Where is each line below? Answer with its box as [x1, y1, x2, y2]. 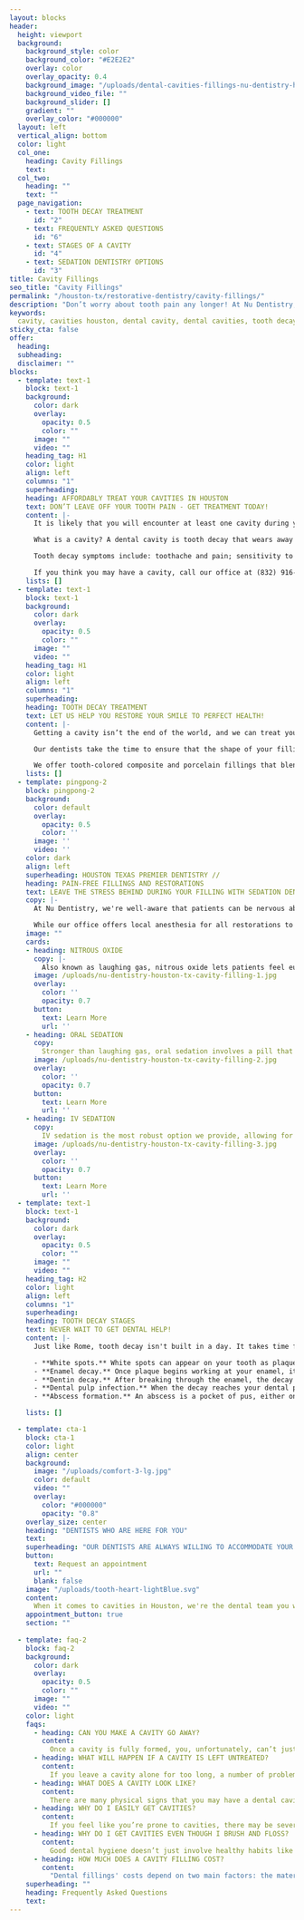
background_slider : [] [25, 97, 111, 107]
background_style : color [25, 47, 119, 56]
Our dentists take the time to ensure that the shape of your [33, 744, 273, 753]
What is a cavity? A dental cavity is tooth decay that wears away [33, 536, 294, 545]
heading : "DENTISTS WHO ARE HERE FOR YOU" [25, 1526, 188, 1535]
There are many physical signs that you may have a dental [49, 1796, 278, 1805]
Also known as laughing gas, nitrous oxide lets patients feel [42, 963, 285, 972]
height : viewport [17, 30, 83, 39]
